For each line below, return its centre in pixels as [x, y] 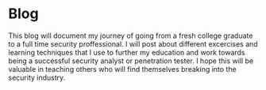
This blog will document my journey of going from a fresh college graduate [131, 36]
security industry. [37, 77]
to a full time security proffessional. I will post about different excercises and [133, 43]
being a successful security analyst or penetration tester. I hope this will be [131, 61]
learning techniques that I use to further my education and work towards [127, 52]
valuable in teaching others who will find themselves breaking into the [122, 69]
